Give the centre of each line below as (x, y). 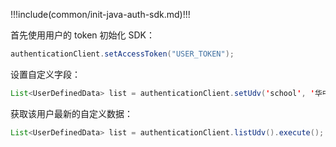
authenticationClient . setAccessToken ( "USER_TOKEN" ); (122, 54)
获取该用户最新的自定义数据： (71, 113)
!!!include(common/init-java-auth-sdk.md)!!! (100, 14)
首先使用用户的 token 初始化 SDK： (82, 35)
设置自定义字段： (45, 74)
